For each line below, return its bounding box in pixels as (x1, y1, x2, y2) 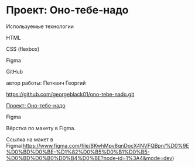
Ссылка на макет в (6, 135, 54, 143)
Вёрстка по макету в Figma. (6, 124, 76, 131)
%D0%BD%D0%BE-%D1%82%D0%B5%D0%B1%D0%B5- (6, 148, 150, 155)
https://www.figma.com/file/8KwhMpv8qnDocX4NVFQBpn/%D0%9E (22, 142, 189, 149)
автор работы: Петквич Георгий (6, 79, 86, 86)
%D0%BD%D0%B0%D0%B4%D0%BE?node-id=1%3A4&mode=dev (6, 154, 173, 161)
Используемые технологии (6, 23, 74, 30)
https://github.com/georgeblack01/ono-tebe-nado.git (6, 91, 135, 98)
